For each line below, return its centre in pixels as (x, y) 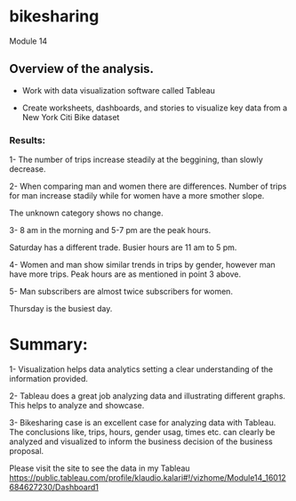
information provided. (49, 378)
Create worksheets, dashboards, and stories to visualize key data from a (155, 108)
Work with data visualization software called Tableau (119, 90)
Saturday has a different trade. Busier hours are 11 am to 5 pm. (123, 247)
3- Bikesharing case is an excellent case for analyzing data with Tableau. (143, 422)
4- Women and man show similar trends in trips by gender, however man (142, 265)
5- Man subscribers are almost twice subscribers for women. (121, 292)
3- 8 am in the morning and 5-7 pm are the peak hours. (110, 230)
